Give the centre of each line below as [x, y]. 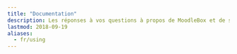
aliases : [20, 33]
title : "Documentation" [42, 14]
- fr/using [30, 40]
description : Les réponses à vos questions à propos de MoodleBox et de [116, 20]
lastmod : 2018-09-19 [38, 27]
